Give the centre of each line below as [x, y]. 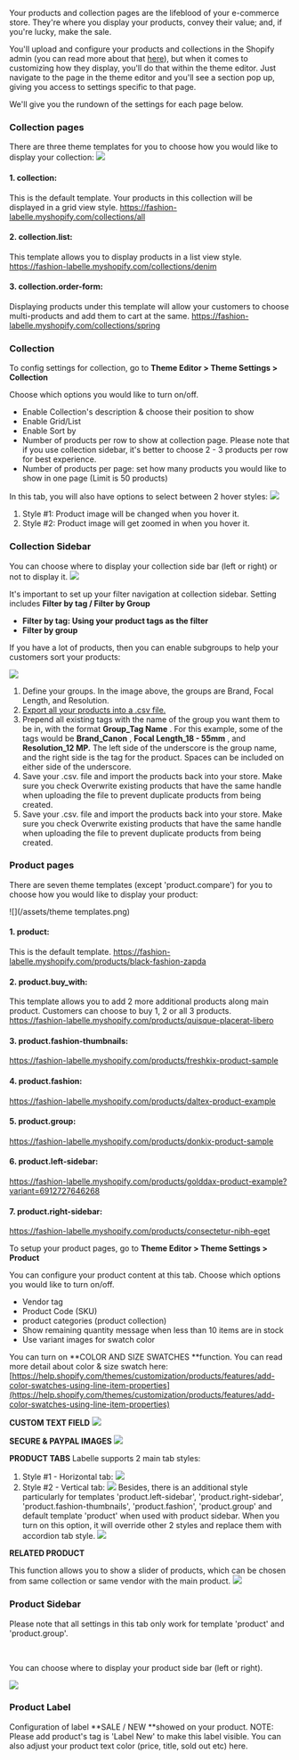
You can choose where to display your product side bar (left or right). [136, 1667]
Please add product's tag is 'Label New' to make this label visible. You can [145, 1736]
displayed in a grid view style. [64, 207]
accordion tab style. [59, 1536]
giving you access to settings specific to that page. [103, 87]
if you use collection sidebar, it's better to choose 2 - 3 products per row [155, 450]
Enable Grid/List [52, 422]
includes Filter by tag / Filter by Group [80, 603]
